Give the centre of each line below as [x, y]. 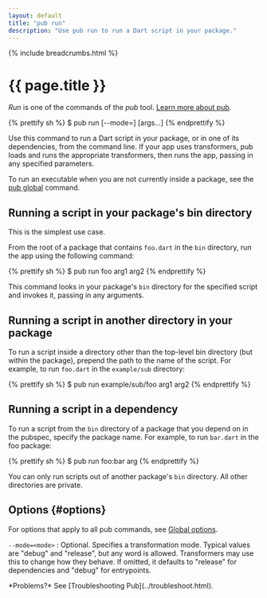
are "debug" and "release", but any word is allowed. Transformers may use [131, 553]
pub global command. [44, 187]
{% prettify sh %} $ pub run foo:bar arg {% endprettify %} [104, 461]
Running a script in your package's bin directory [130, 212]
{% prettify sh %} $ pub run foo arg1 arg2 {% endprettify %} [107, 271]
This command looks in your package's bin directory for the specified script [133, 287]
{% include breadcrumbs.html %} [63, 53]
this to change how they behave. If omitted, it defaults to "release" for [123, 561]
